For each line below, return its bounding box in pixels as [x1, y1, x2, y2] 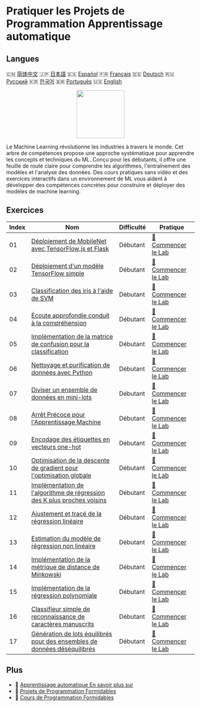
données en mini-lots [31, 393, 92, 401]
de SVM [31, 294, 54, 302]
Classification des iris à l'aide [31, 287, 114, 295]
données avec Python [31, 368, 93, 377]
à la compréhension [31, 318, 87, 327]
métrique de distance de [31, 563, 100, 571]
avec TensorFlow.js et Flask [31, 244, 109, 253]
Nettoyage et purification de [31, 360, 111, 369]
